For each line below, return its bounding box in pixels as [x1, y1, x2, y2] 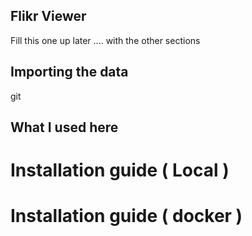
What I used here [10, 119, 119, 136]
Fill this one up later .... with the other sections [10, 34, 201, 46]
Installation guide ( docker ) [10, 205, 243, 228]
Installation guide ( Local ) [10, 159, 230, 182]
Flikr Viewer [10, 8, 87, 25]
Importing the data [10, 64, 129, 81]
